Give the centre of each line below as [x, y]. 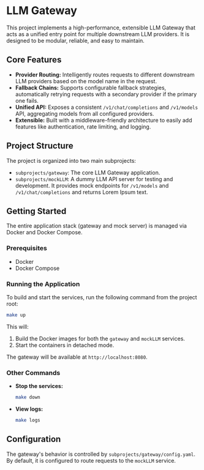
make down [28, 397]
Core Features [34, 60]
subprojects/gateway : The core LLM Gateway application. [88, 173]
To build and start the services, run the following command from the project [102, 297]
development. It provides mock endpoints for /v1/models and [92, 185]
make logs [28, 420]
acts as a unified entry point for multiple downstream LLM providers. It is [98, 34]
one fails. [27, 100]
